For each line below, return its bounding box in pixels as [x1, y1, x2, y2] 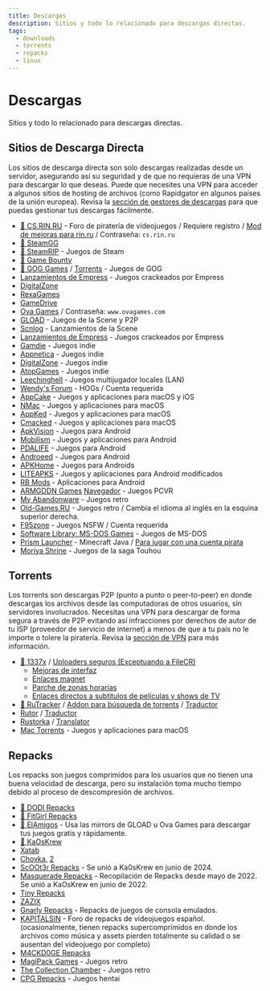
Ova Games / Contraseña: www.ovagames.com [19, 306, 166, 316]
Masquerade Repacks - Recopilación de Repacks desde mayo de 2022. [19, 871, 258, 881]
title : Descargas [8, 11, 67, 20]
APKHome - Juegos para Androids [19, 460, 135, 470]
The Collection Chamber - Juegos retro [19, 965, 151, 975]
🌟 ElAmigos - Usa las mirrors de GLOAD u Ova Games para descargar [19, 820, 251, 829]
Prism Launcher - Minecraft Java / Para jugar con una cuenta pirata [19, 537, 243, 547]
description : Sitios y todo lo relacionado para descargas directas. [8, 19, 247, 27]
